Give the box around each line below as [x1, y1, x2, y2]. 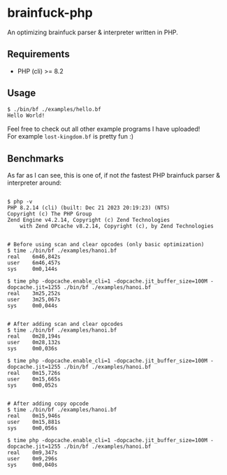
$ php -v [7, 198, 33, 206]
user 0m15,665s [7, 376, 61, 383]
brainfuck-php [7, 5, 93, 21]
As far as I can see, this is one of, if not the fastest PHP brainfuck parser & [7, 171, 221, 180]
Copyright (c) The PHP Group [7, 211, 92, 218]
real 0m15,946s [7, 413, 61, 420]
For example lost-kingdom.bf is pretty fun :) [7, 132, 134, 141]
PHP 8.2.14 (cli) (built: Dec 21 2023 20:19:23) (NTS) [7, 204, 170, 211]
